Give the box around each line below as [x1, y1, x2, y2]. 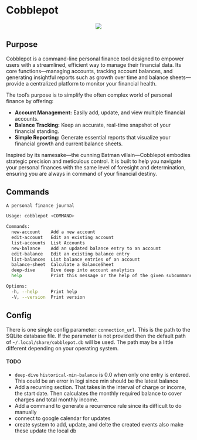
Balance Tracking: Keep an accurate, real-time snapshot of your [14, 121, 171, 128]
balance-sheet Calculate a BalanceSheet [11, 262, 114, 268]
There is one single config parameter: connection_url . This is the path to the [6, 326, 191, 333]
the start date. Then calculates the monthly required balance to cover [14, 390, 182, 397]
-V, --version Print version [11, 294, 85, 300]
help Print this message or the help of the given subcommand [11, 273, 193, 279]
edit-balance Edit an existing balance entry [11, 251, 130, 257]
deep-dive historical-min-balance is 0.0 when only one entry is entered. [14, 371, 191, 378]
